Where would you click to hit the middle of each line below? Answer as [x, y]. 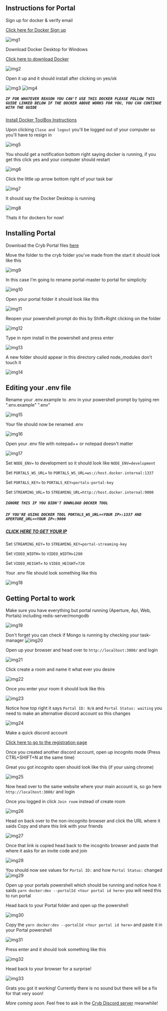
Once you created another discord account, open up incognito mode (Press [83, 752]
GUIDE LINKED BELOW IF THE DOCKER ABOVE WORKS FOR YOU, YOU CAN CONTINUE [84, 103]
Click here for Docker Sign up [36, 30]
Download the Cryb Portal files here [42, 245]
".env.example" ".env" [28, 405]
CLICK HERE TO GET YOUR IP [37, 531]
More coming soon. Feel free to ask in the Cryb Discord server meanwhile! [82, 1003]
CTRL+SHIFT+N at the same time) [40, 757]
